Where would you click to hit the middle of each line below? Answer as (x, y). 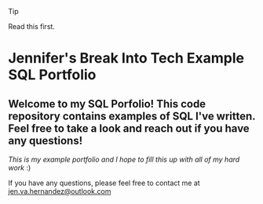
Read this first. (31, 26)
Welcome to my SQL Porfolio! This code (107, 104)
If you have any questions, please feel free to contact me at (104, 183)
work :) (20, 168)
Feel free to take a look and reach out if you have (129, 128)
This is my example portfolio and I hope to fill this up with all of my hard (124, 159)
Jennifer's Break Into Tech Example (126, 58)
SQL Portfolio (52, 75)
